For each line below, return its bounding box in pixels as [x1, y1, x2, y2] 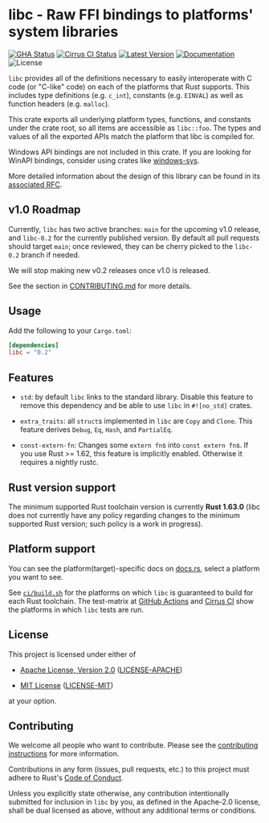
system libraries [8, 22, 119, 41]
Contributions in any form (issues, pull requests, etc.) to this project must [8, 764, 250, 774]
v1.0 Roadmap [8, 203, 81, 217]
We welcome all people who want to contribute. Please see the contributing [8, 740, 259, 750]
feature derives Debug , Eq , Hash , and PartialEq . [19, 425, 173, 434]
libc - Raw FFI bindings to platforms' [8, 6, 254, 24]
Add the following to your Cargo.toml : [8, 325, 132, 335]
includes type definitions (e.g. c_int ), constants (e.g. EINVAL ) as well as [8, 90, 243, 100]
